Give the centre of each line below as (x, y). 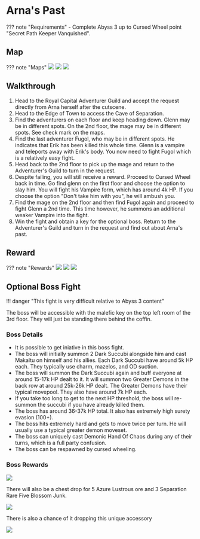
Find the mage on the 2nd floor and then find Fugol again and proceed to (104, 202)
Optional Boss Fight (43, 287)
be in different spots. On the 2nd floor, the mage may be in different (98, 126)
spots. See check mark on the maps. (60, 132)
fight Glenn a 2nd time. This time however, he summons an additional (100, 208)
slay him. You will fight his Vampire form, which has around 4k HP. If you (104, 190)
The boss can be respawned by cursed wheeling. (76, 449)
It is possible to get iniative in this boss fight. (69, 348)
